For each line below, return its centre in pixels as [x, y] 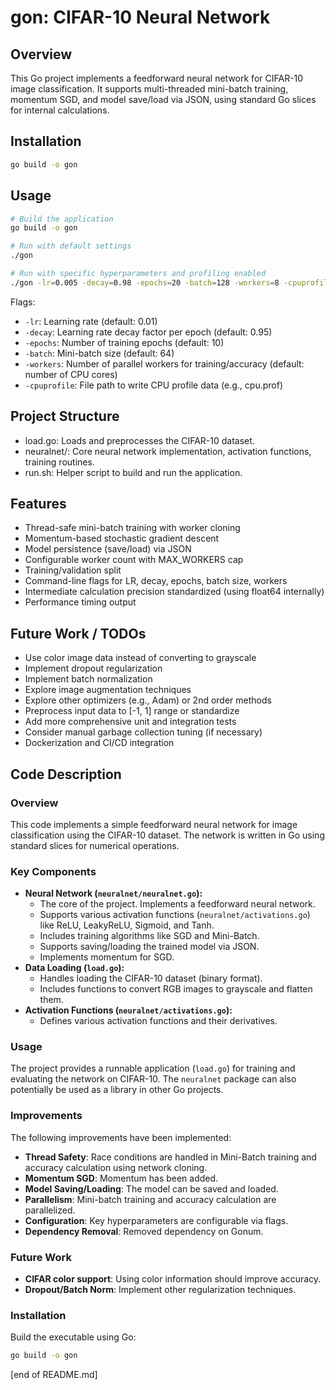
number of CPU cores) [71, 374]
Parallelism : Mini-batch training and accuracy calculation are [150, 1199]
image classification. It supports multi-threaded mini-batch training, [149, 89]
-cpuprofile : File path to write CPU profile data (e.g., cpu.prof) [153, 385]
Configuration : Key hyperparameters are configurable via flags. [156, 1220]
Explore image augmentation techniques [108, 690]
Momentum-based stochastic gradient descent [122, 538]
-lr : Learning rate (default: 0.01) [91, 321]
